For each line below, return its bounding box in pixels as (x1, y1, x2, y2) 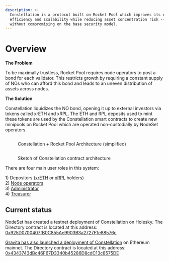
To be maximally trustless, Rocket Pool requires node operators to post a (5, 70, 156, 76)
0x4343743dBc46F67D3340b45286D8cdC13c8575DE (5, 250, 119, 256)
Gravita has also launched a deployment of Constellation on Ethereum (5, 239, 150, 245)
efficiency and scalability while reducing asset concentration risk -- (10, 17, 165, 22)
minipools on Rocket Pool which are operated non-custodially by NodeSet (5, 122, 158, 128)
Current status (5, 205, 52, 214)
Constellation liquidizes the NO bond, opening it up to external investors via (5, 106, 161, 112)
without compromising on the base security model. (10, 21, 118, 27)
